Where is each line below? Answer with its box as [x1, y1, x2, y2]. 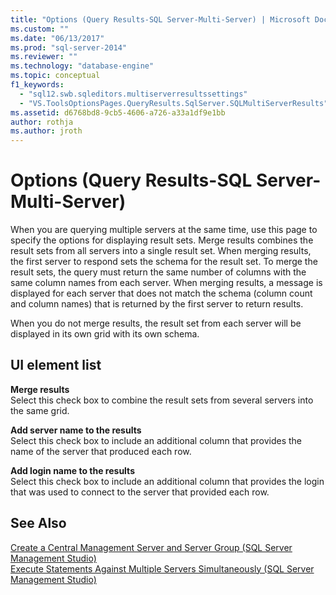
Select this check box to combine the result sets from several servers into [10, 394, 314, 406]
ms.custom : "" [10, 24, 70, 34]
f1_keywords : [10, 80, 65, 90]
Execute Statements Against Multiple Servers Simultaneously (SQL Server [10, 562, 315, 575]
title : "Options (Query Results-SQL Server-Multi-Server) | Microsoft [10, 14, 311, 25]
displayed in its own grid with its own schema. [10, 328, 200, 340]
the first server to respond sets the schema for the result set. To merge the [10, 256, 318, 268]
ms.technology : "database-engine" [10, 61, 155, 71]
